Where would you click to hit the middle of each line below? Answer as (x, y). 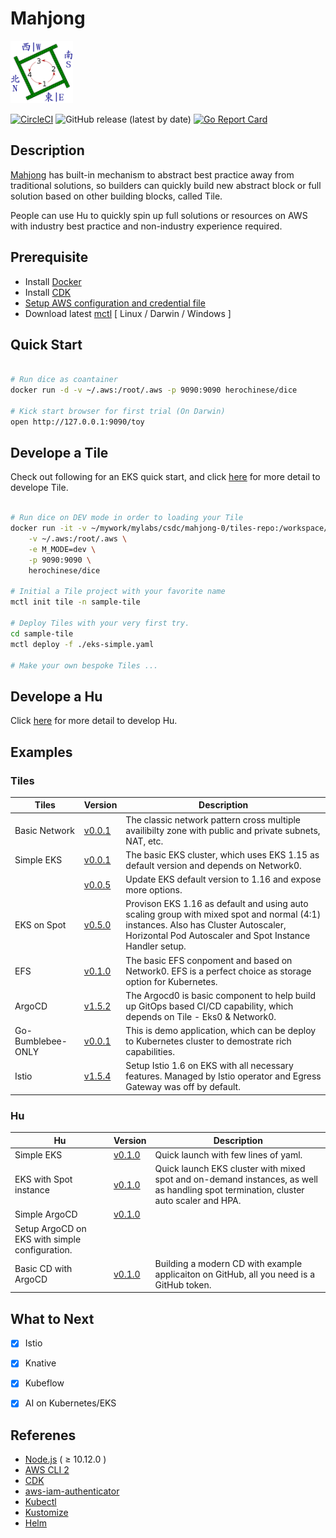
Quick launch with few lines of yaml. (228, 1154)
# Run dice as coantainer (64, 380)
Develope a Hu (56, 696)
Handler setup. (156, 946)
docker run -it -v (48, 528)
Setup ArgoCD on (50, 1228)
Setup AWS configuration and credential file (115, 303)
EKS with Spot (43, 1179)
